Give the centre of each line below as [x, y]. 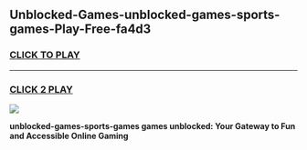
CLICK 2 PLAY [41, 89]
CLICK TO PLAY [45, 55]
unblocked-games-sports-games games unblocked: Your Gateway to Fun [153, 125]
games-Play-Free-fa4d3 [80, 30]
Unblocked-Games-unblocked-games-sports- [145, 15]
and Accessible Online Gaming [69, 135]
